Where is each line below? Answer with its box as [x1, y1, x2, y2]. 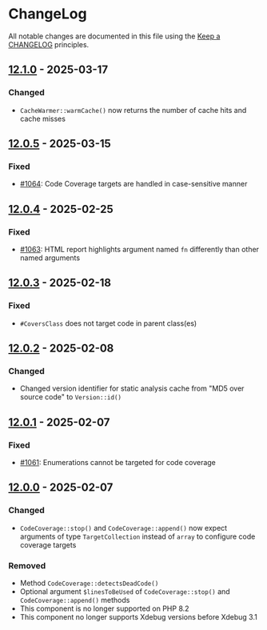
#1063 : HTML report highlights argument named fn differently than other [19, 245, 260, 254]
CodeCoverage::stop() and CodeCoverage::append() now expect [19, 523, 228, 532]
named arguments [19, 253, 81, 263]
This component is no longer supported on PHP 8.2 [19, 604, 189, 613]
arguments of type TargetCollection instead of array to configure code [19, 532, 256, 541]
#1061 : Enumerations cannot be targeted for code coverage [19, 458, 216, 467]
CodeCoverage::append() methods [19, 596, 130, 605]
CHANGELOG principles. [8, 39, 90, 49]
